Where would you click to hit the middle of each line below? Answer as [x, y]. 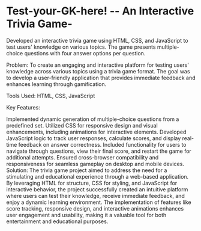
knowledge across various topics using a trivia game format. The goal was [98, 71]
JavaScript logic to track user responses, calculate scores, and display [94, 138]
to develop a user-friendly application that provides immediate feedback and [101, 78]
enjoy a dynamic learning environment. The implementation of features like [99, 202]
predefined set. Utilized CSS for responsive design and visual [82, 125]
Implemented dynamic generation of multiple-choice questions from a [93, 119]
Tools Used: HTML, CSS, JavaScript [51, 96]
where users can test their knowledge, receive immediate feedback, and [95, 196]
